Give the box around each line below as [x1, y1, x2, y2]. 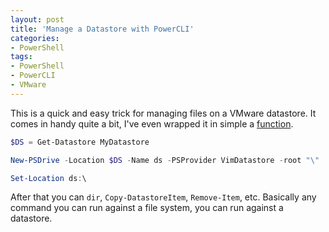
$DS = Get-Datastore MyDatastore [10, 137, 150, 147]
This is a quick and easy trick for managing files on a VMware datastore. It [10, 107, 317, 119]
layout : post [10, 14, 65, 25]
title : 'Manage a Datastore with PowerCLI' [10, 24, 195, 34]
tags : [10, 52, 33, 62]
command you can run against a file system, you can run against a [10, 202, 284, 214]
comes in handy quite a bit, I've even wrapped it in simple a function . [10, 117, 294, 130]
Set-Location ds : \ [10, 173, 87, 183]
